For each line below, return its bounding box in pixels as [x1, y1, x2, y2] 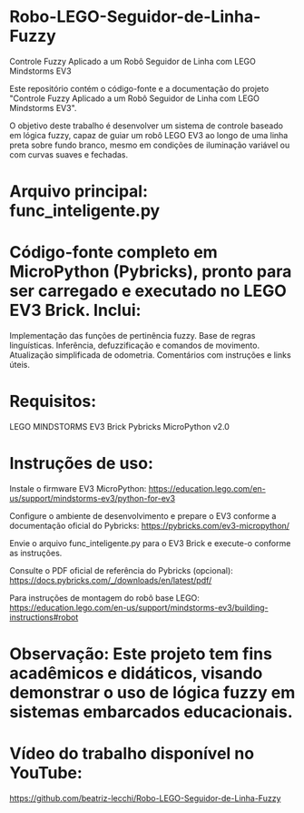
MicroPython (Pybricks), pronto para [9, 261, 292, 282]
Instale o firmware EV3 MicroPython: [9, 483, 147, 493]
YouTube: [9, 763, 83, 784]
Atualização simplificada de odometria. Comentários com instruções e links [9, 350, 292, 361]
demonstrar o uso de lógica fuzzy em [9, 683, 296, 703]
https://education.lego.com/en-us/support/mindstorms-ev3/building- [9, 602, 270, 613]
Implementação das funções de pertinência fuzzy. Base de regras [9, 330, 256, 341]
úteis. [9, 360, 30, 371]
